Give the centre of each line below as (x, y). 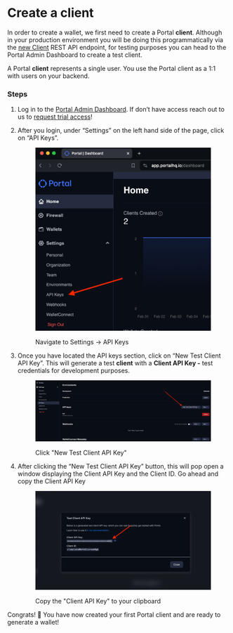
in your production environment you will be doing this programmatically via (115, 39)
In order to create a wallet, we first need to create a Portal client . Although (115, 32)
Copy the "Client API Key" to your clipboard (98, 601)
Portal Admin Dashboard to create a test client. (75, 55)
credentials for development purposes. (73, 371)
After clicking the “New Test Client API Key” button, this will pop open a (120, 466)
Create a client (51, 13)
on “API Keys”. (38, 138)
